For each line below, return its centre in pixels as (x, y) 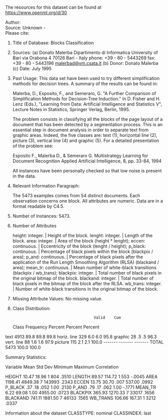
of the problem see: (33, 146)
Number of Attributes (34, 226)
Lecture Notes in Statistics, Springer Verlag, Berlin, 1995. (71, 109)
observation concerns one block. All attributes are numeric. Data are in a (88, 201)
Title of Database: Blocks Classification (53, 43)
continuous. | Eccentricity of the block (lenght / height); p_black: (79, 246)
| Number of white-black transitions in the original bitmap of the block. (85, 289)
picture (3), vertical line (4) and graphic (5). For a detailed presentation (86, 141)
